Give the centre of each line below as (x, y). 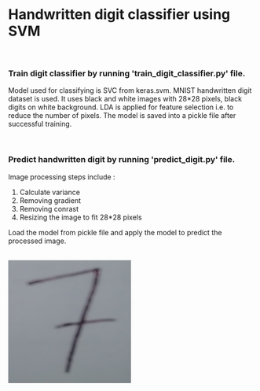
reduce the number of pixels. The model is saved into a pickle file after (122, 116)
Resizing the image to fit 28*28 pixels (81, 217)
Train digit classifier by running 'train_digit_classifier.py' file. (127, 73)
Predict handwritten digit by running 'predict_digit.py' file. (122, 160)
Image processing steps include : (62, 177)
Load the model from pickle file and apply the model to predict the (115, 232)
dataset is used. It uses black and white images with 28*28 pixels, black (125, 99)
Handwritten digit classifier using (119, 15)
